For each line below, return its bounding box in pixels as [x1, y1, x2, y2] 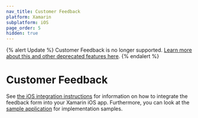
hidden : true [6, 31, 38, 36]
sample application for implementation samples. [6, 105, 123, 112]
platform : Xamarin [6, 14, 51, 20]
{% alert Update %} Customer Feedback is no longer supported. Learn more [6, 46, 192, 53]
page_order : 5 [6, 25, 41, 31]
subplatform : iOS [6, 19, 49, 25]
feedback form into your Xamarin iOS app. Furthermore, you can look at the [6, 99, 190, 106]
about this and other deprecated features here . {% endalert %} [6, 53, 160, 60]
